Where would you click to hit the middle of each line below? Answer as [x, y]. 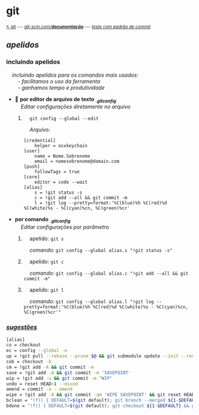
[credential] [40, 141]
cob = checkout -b [29, 362]
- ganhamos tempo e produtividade [61, 87]
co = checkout [24, 345]
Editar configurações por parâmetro [65, 227]
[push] [32, 167]
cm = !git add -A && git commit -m [50, 367]
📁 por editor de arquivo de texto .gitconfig [65, 100]
